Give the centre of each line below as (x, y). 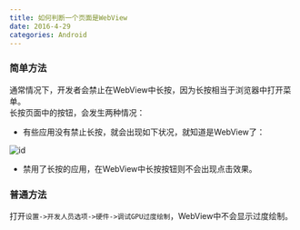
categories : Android (49, 35)
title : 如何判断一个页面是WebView (69, 18)
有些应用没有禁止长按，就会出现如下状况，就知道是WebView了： (144, 132)
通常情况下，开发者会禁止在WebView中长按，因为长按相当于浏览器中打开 (146, 90)
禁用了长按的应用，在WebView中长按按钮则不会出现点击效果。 (140, 168)
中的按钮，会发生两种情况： (93, 112)
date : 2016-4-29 (40, 26)
